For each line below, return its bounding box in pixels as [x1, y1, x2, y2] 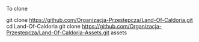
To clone [6, 5, 28, 12]
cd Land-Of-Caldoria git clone [6, 23, 81, 30]
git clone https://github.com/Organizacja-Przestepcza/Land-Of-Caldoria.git [6, 17, 194, 23]
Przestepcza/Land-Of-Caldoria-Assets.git [6, 29, 109, 36]
